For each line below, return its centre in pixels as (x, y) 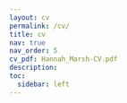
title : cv (28, 34)
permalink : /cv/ (39, 26)
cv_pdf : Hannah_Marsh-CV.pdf (63, 59)
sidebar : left (43, 84)
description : (34, 68)
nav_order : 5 (34, 51)
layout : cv (30, 17)
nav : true (28, 43)
